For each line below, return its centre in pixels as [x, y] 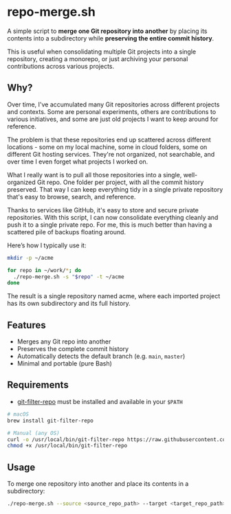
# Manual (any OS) [33, 433]
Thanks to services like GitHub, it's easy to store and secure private [103, 210]
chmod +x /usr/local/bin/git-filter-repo [67, 446]
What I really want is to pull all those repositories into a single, [95, 175]
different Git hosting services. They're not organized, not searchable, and [111, 154]
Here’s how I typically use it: [47, 245]
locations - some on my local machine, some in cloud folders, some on [107, 147]
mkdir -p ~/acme [30, 258]
